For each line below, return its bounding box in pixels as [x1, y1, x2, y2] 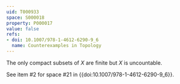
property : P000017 [6, 20, 53, 26]
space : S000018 [6, 15, 45, 21]
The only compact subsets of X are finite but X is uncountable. [6, 59, 162, 66]
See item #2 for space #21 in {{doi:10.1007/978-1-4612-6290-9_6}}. [6, 71, 175, 78]
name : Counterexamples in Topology [12, 43, 102, 49]
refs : [6, 31, 20, 37]
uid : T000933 [6, 8, 39, 15]
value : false [6, 25, 39, 32]
